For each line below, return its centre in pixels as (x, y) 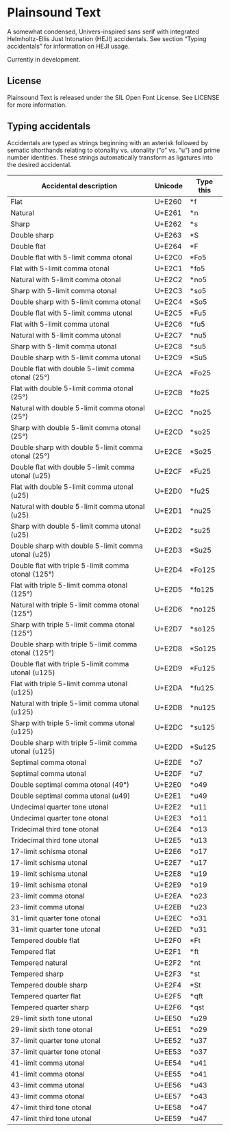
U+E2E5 (168, 840)
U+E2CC (169, 412)
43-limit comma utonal (48, 1085)
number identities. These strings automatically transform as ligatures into (110, 157)
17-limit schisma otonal (49, 851)
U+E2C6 (168, 324)
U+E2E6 (168, 851)
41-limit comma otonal (48, 1074)
